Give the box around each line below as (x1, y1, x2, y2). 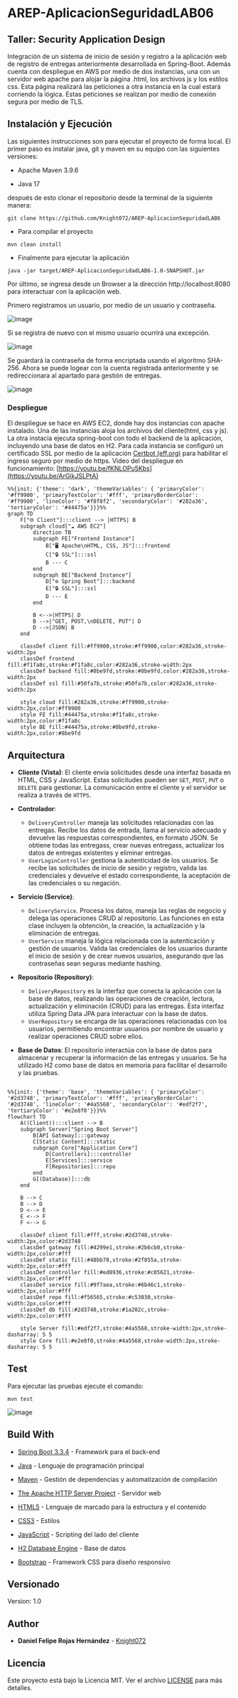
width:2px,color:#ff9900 (7, 705, 81, 712)
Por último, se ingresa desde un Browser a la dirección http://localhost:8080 (7, 279, 231, 288)
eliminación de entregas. (28, 929, 101, 937)
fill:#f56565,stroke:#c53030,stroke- (64, 1293, 176, 1301)
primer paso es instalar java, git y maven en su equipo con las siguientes (7, 144, 220, 153)
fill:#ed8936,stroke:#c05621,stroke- (83, 1269, 195, 1276)
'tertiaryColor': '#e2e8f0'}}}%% (7, 1107, 107, 1114)
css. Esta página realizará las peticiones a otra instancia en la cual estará (7, 82, 222, 90)
